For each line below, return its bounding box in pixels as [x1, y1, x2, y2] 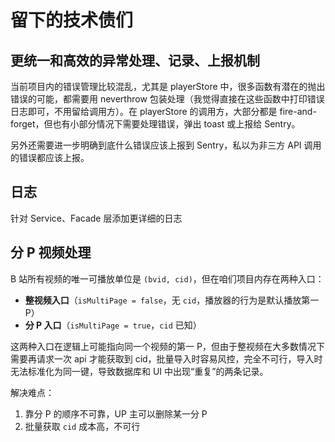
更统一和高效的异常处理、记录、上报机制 [10, 52, 260, 69]
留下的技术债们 [10, 9, 134, 32]
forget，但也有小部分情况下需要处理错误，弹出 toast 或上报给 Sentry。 [10, 118, 301, 130]
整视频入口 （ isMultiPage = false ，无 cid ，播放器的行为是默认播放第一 [24, 294, 320, 306]
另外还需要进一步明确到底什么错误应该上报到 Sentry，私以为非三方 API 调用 [10, 139, 322, 151]
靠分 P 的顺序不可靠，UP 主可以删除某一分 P [24, 407, 208, 420]
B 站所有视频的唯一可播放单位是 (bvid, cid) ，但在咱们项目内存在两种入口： [10, 272, 325, 285]
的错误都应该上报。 [10, 152, 90, 163]
